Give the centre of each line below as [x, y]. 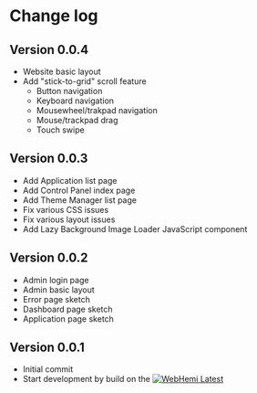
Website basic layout [62, 71]
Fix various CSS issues [66, 209]
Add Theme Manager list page [79, 200]
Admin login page [56, 280]
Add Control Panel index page [79, 190]
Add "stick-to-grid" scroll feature [85, 81]
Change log [54, 16]
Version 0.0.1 [47, 348]
